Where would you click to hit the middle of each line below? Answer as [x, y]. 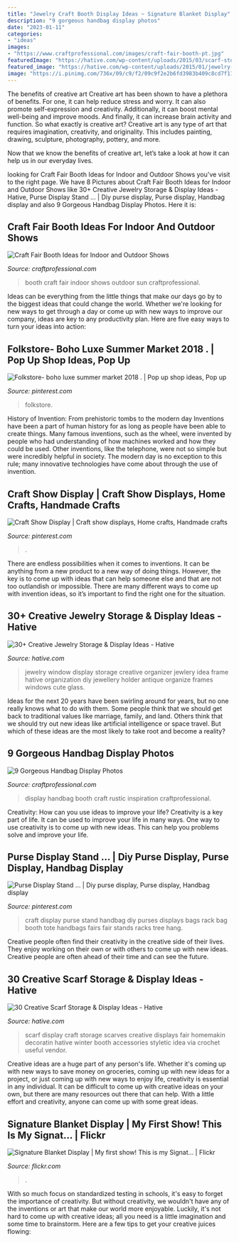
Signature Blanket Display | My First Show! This [115, 1124]
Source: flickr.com [34, 1166]
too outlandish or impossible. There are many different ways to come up [113, 586]
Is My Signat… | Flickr [57, 1135]
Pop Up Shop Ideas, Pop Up [69, 360]
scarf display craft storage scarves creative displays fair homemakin [125, 1035]
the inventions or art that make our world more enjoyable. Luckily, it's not [114, 1209]
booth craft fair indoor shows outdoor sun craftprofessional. [112, 282]
